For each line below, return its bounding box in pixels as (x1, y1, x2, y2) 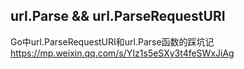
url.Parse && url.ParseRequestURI (10, 8, 226, 25)
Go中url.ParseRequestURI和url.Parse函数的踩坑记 (10, 35, 215, 48)
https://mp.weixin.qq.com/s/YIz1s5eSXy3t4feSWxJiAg (10, 47, 235, 59)
